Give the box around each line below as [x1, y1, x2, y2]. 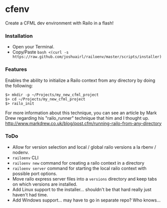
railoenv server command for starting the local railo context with [12, 165, 147, 171]
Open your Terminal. [12, 44, 55, 50]
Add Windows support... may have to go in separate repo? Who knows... [12, 197, 161, 203]
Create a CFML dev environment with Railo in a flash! [5, 20, 114, 26]
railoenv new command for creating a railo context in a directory [12, 160, 145, 166]
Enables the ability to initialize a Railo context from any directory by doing [5, 77, 156, 83]
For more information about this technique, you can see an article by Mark [5, 110, 157, 116]
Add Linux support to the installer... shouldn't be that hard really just [12, 186, 152, 193]
